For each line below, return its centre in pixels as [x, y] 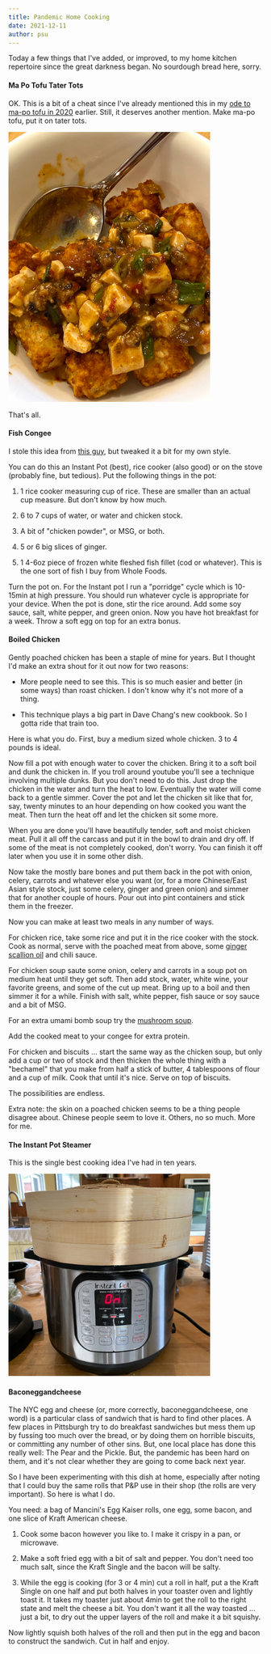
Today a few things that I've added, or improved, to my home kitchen [123, 58]
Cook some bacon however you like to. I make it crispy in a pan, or [130, 1534]
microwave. [39, 1543]
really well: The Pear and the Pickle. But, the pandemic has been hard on [129, 1453]
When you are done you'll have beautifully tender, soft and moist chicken [129, 830]
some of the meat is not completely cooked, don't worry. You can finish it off [135, 848]
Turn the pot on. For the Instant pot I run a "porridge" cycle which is [121, 586]
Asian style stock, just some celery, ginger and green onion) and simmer [129, 889]
